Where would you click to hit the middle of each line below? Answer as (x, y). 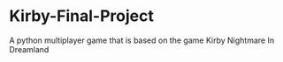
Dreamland (29, 49)
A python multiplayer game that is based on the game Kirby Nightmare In (142, 40)
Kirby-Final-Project (82, 16)
